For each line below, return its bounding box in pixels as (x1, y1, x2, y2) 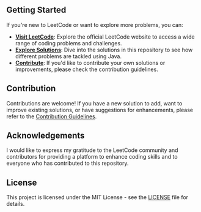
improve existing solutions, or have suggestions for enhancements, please (6, 106, 194, 113)
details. (6, 200, 25, 208)
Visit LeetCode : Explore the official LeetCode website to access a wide (15, 33, 195, 40)
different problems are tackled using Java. (15, 52, 122, 60)
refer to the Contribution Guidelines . (6, 113, 97, 120)
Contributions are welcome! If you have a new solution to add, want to (6, 99, 183, 107)
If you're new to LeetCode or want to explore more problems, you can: (6, 21, 183, 28)
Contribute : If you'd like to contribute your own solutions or (15, 59, 166, 66)
